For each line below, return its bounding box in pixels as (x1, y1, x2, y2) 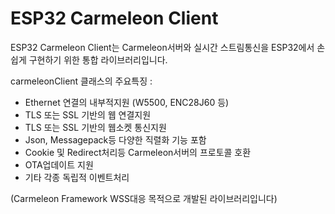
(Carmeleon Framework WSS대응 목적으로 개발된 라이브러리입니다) (10, 192, 278, 204)
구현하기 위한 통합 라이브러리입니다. (28, 53, 168, 66)
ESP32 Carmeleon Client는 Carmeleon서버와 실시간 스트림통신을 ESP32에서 (10, 41, 315, 53)
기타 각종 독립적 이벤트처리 (24, 171, 130, 183)
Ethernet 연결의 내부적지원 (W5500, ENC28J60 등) (24, 96, 230, 108)
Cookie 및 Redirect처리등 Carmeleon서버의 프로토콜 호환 (24, 146, 252, 158)
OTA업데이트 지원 (24, 158, 94, 171)
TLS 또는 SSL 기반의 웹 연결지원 (24, 108, 152, 121)
